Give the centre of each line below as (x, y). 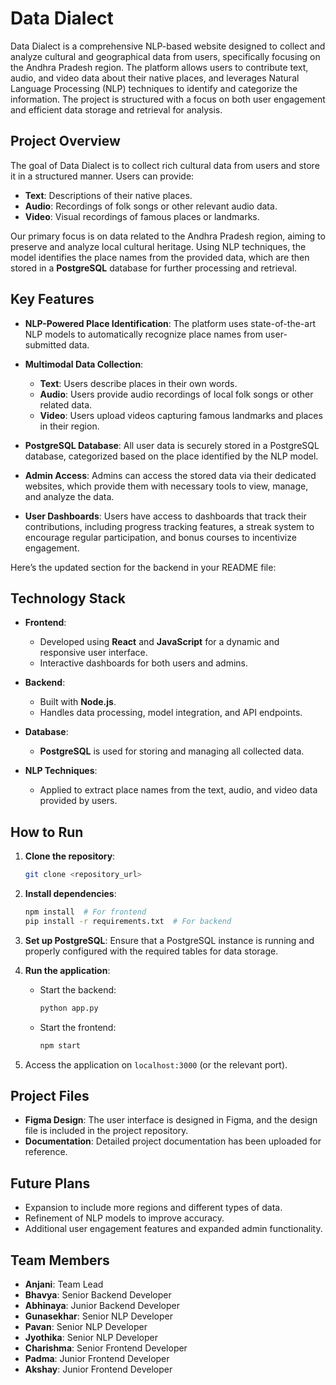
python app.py (69, 1008)
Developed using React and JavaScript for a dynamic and (159, 642)
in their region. (69, 426)
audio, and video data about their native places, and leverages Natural (155, 78)
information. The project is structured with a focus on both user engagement (168, 99)
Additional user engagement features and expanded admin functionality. (173, 1229)
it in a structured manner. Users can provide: (102, 176)
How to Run (47, 832)
